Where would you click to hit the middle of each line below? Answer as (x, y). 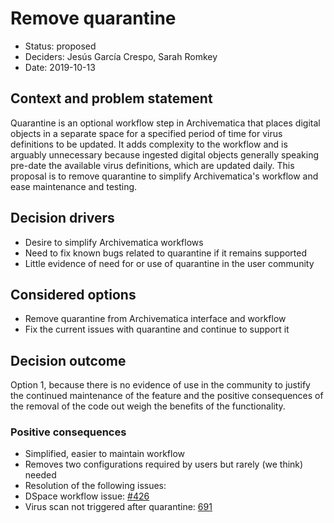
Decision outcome (68, 360)
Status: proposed (60, 46)
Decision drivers (62, 218)
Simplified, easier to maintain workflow (104, 454)
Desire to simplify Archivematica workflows (114, 242)
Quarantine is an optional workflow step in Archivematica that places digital (165, 123)
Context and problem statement (111, 98)
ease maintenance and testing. (74, 186)
